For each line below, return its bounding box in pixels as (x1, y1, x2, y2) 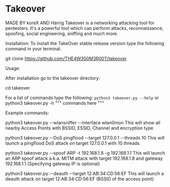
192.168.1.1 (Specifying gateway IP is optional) (5, 160, 100, 167)
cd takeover (5, 84, 30, 91)
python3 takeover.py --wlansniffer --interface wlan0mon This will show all (5, 119, 161, 125)
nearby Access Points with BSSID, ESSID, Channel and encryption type (5, 125, 154, 131)
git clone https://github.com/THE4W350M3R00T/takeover (5, 55, 127, 61)
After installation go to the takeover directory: (5, 75, 100, 81)
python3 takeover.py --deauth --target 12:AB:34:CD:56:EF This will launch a (5, 170, 164, 176)
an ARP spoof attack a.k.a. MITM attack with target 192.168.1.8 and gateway (5, 155, 163, 161)
